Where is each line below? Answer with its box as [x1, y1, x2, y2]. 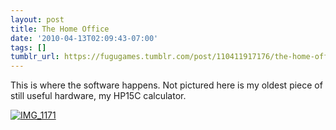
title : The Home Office [10, 24, 110, 34]
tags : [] [10, 42, 47, 53]
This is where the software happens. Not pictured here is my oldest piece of [10, 79, 323, 91]
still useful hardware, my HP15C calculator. [10, 90, 187, 102]
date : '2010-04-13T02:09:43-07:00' [10, 33, 159, 43]
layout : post [10, 14, 65, 25]
